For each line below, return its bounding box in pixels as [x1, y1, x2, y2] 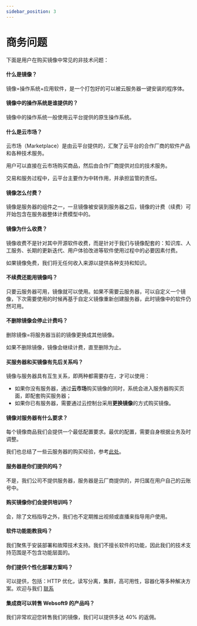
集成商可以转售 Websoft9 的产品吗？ [6, 600, 95, 607]
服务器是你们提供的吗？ [6, 462, 63, 470]
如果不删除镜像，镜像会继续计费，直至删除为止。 [6, 344, 124, 351]
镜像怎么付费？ [6, 189, 42, 196]
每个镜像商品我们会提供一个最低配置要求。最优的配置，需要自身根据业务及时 [6, 428, 191, 435]
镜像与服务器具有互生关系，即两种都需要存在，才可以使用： [6, 372, 150, 379]
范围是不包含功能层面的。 [11, 549, 73, 556]
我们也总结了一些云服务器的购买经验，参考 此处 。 [6, 448, 124, 455]
